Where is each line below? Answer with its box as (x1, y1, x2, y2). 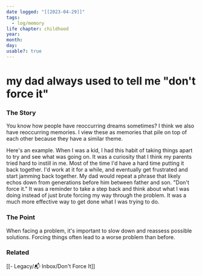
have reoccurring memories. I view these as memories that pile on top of (6, 129, 187, 136)
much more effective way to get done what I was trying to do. (6, 198, 160, 205)
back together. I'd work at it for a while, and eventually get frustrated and (6, 166, 189, 173)
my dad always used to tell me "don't (6, 74, 196, 88)
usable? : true (6, 48, 42, 54)
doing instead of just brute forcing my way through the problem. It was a (6, 191, 186, 199)
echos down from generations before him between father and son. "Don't (6, 179, 189, 186)
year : (6, 31, 20, 37)
